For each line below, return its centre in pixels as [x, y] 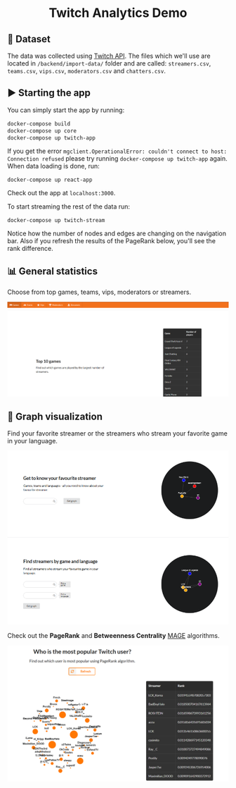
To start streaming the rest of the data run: [69, 207]
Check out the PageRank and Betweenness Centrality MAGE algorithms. [113, 635]
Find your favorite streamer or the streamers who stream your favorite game [118, 433]
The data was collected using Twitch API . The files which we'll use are [109, 56]
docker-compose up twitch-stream [56, 220]
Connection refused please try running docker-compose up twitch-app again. [117, 158]
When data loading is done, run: [53, 166]
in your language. [33, 441]
